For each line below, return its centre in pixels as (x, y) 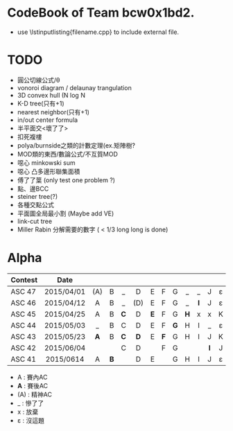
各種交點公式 (35, 204)
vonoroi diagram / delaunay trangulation (74, 87)
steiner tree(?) (37, 196)
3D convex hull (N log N (51, 95)
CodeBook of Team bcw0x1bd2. (101, 13)
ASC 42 (24, 348)
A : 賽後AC (33, 385)
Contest (24, 280)
